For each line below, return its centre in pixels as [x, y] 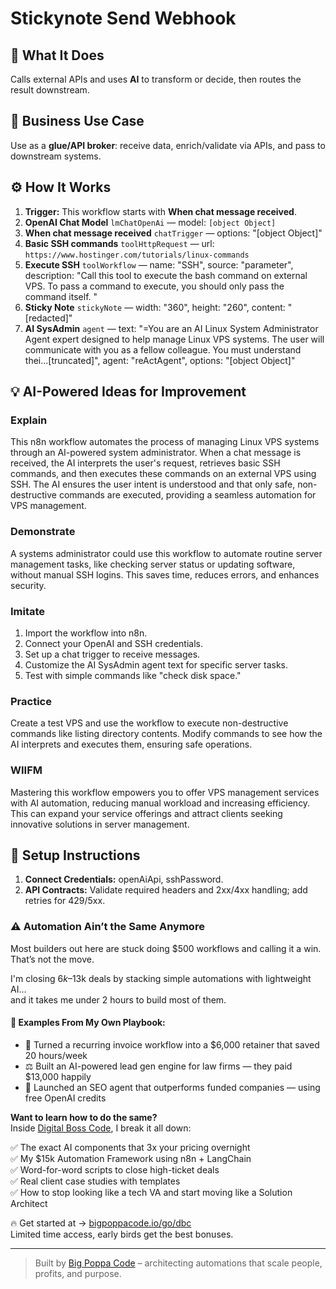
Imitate [28, 611]
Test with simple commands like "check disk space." [133, 675]
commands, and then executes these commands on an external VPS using [163, 474]
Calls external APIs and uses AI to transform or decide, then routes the [156, 79]
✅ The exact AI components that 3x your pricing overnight [130, 1147]
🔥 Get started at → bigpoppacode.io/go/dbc [101, 1223]
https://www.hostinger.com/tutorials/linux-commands [137, 255]
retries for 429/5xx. [65, 901]
